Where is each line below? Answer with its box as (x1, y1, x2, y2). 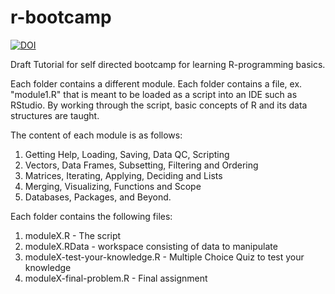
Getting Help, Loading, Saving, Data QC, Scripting (24, 148, 230, 160)
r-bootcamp (10, 6, 112, 29)
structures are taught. (10, 109, 100, 121)
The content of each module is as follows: (10, 129, 183, 141)
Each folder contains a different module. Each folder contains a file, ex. (10, 77, 303, 90)
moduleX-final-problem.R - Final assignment (24, 272, 208, 284)
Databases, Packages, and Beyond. (24, 191, 172, 203)
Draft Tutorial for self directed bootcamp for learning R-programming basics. (10, 58, 326, 70)
